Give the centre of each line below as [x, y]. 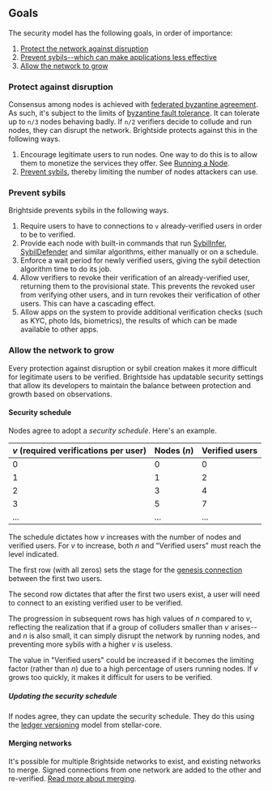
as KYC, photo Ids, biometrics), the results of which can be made [128, 321]
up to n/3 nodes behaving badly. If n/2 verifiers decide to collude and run [130, 122]
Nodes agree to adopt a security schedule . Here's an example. [113, 430]
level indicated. [34, 554]
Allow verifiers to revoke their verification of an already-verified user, [135, 278]
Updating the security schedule [63, 695]
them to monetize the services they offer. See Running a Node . [125, 163]
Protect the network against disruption [84, 49]
